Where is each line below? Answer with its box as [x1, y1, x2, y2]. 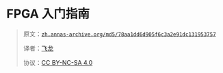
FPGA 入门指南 [6, 6, 90, 22]
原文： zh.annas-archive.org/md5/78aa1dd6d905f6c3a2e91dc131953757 [23, 30, 216, 38]
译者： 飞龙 [23, 44, 54, 52]
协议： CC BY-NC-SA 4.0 [23, 58, 93, 66]
